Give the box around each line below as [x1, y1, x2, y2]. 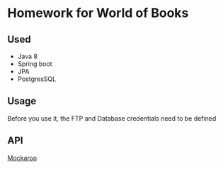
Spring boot [17, 60, 52, 68]
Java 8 [17, 52, 38, 60]
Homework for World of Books [7, 5, 189, 21]
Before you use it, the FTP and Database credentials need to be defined [7, 114, 217, 122]
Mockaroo [7, 153, 38, 162]
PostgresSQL [17, 75, 57, 83]
